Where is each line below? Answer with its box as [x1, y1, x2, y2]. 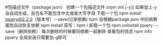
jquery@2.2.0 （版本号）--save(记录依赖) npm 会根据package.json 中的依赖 [5, 16, 158, 22]
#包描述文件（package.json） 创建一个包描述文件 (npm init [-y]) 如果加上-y [5, 4, 157, 10]
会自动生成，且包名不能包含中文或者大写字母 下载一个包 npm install [5, 10, 141, 16]
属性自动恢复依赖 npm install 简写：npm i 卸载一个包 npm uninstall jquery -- [5, 22, 159, 28]
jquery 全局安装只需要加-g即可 [5, 34, 67, 40]
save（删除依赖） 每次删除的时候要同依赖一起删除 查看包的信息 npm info [5, 29, 152, 34]
